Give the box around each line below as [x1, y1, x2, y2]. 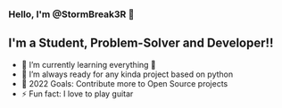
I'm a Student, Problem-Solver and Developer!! [8, 36, 274, 51]
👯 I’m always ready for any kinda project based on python [21, 69, 234, 79]
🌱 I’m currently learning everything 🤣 [21, 59, 157, 70]
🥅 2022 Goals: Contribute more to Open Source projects [21, 78, 228, 88]
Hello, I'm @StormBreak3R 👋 [8, 8, 135, 21]
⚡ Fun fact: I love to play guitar [21, 88, 134, 99]
